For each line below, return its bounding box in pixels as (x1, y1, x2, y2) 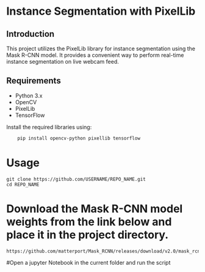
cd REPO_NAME (6, 181, 40, 187)
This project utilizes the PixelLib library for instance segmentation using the (6, 45, 196, 52)
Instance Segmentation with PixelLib (6, 4, 196, 18)
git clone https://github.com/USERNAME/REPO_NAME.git (6, 176, 146, 182)
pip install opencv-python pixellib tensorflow (17, 135, 140, 142)
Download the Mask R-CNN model (6, 202, 183, 216)
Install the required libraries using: (6, 123, 92, 130)
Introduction (6, 29, 55, 39)
